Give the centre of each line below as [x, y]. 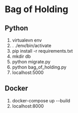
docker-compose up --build [41, 100]
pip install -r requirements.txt [42, 51]
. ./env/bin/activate [32, 46]
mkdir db [21, 56]
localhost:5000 [28, 72]
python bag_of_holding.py [39, 67]
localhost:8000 [28, 106]
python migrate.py [31, 62]
